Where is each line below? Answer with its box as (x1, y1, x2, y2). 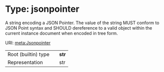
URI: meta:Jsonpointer (5, 39, 51, 45)
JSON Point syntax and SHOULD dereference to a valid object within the (5, 25, 152, 31)
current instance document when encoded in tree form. (5, 30, 118, 36)
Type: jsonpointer (5, 3, 80, 15)
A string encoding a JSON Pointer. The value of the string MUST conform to (5, 20, 160, 26)
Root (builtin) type (7, 51, 50, 58)
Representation (7, 59, 43, 66)
